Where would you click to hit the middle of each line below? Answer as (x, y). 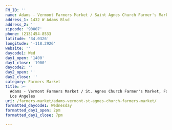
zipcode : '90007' (24, 29)
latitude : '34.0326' (27, 39)
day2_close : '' (21, 77)
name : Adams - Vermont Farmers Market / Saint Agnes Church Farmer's (81, 15)
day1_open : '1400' (25, 58)
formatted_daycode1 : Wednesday (39, 106)
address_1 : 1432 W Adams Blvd (38, 20)
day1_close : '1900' (26, 63)
